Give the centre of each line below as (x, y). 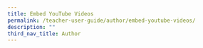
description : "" (31, 27)
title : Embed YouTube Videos (51, 14)
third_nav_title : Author (44, 34)
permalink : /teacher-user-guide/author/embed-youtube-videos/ (101, 20)
